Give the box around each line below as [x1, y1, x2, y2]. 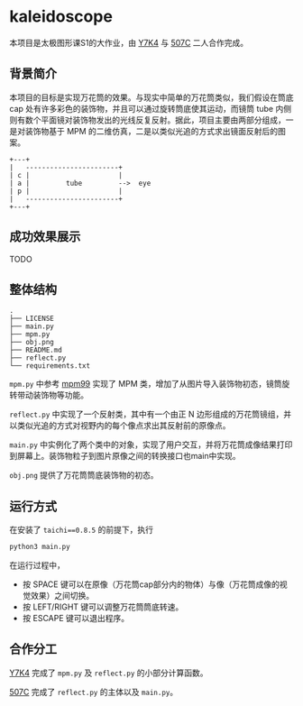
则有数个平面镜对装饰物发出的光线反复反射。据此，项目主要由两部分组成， [9, 115, 286, 125]
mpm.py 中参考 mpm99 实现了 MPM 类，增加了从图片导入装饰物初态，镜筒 [9, 379, 282, 390]
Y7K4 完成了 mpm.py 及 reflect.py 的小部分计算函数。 [9, 667, 209, 678]
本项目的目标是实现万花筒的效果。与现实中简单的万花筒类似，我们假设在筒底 [9, 92, 294, 103]
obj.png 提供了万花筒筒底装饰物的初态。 [9, 470, 160, 481]
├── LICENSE [9, 314, 54, 324]
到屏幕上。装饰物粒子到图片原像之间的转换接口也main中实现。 [9, 451, 241, 462]
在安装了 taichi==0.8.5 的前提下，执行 [9, 525, 153, 536]
